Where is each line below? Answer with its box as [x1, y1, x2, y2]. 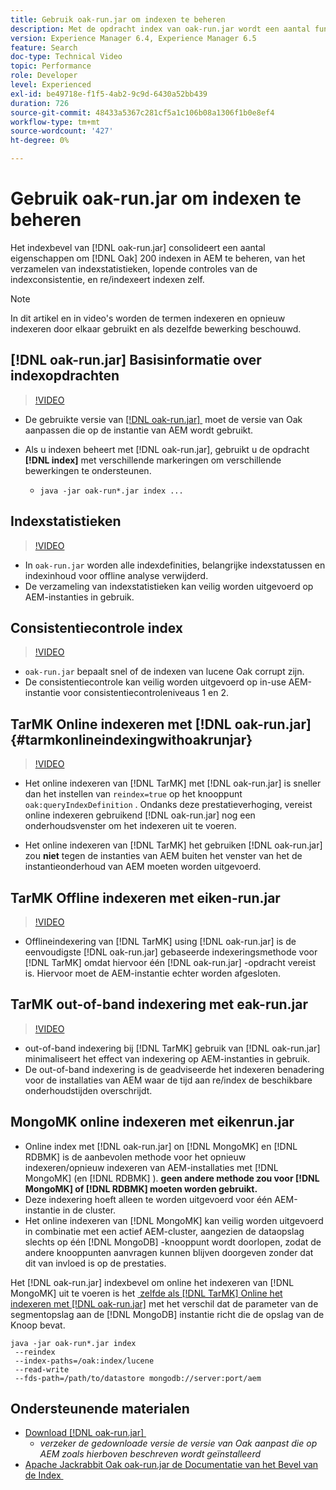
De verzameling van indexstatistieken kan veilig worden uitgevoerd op [24, 580, 314, 592]
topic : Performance [10, 61, 92, 71]
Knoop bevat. [10, 1319, 66, 1331]
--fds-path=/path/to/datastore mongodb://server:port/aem [14, 1373, 262, 1383]
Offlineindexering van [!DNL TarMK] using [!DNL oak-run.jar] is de [24, 936, 297, 947]
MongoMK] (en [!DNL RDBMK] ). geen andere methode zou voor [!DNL [24, 1172, 320, 1184]
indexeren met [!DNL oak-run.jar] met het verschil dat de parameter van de [10, 1297, 319, 1310]
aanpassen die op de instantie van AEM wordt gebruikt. [24, 424, 254, 436]
